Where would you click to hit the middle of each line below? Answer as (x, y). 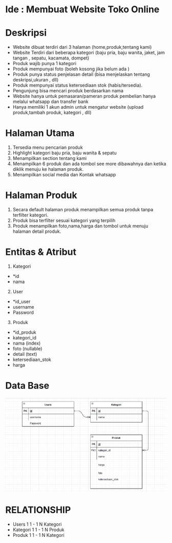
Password (23, 312)
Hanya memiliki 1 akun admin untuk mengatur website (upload (78, 107)
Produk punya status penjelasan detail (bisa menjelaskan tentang (81, 74)
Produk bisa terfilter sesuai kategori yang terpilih (64, 220)
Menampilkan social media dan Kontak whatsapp (64, 175)
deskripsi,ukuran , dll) (36, 80)
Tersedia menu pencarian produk (48, 148)
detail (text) (25, 354)
